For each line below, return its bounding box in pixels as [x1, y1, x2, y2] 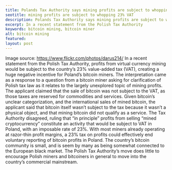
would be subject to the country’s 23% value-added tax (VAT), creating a [5, 66, 160, 72]
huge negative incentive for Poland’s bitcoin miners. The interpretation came [5, 71, 166, 78]
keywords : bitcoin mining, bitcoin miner [5, 27, 95, 32]
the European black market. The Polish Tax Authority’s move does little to [5, 147, 160, 154]
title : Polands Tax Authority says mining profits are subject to [5, 7, 150, 13]
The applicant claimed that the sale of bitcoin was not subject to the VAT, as [5, 88, 165, 94]
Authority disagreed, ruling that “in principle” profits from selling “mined [5, 115, 157, 121]
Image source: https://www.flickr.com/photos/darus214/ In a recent [5, 55, 147, 61]
